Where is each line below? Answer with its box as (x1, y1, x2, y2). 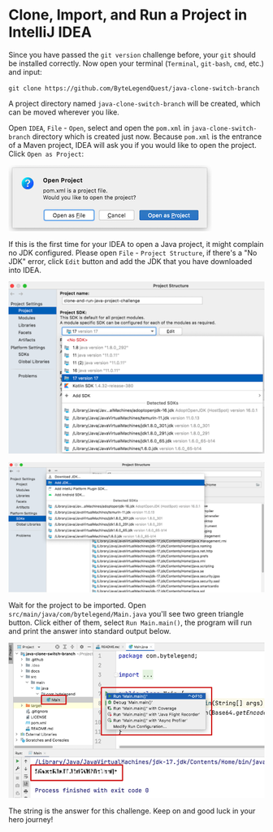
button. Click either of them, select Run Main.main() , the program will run (8, 617, 252, 627)
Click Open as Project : (8, 149, 84, 158)
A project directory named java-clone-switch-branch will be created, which (8, 98, 261, 108)
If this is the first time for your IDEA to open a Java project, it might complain (8, 239, 264, 249)
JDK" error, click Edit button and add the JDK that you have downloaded (8, 256, 253, 266)
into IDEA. (8, 265, 42, 275)
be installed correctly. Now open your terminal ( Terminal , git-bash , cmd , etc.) (8, 58, 264, 68)
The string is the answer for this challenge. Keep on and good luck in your (8, 806, 256, 816)
